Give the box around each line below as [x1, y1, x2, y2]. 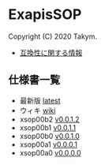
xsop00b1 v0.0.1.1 [19, 122, 77, 132]
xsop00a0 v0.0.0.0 [19, 148, 81, 157]
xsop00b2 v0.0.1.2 [19, 114, 81, 124]
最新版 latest [19, 96, 61, 105]
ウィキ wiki [19, 105, 56, 115]
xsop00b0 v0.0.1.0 [19, 131, 81, 141]
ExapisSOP [8, 6, 82, 24]
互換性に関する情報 [19, 47, 83, 57]
